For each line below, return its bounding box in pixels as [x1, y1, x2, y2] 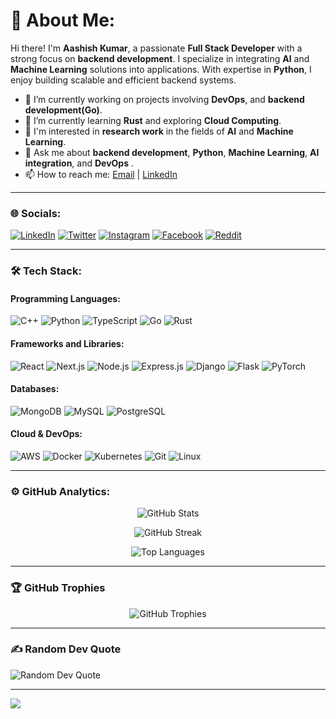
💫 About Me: [10, 9, 116, 32]
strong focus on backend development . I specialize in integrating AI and [10, 52, 310, 64]
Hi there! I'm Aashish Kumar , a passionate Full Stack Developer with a [10, 42, 303, 54]
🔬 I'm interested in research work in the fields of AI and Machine [24, 125, 294, 137]
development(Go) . [24, 104, 103, 116]
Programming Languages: [10, 292, 121, 304]
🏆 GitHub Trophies [10, 581, 106, 595]
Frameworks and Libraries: [10, 337, 125, 349]
